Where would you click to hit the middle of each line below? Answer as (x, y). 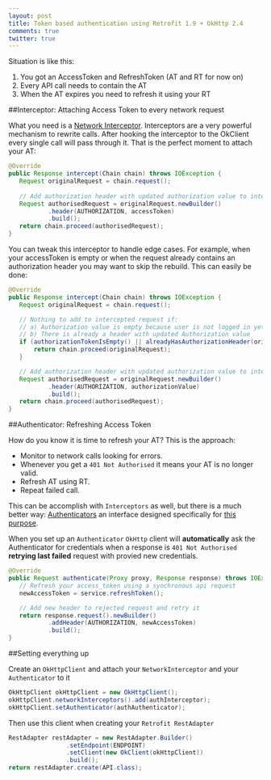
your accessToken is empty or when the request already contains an (122, 258)
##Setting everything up (49, 653)
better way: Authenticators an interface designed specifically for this (122, 515)
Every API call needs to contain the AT (83, 86)
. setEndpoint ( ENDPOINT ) (106, 745)
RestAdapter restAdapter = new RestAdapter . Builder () (101, 738)
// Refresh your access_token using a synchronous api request (127, 586)
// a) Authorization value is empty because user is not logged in (135, 327)
